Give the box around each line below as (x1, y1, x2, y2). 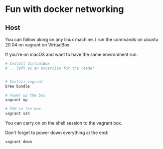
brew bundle (5, 84, 30, 89)
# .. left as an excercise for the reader (5, 66, 95, 71)
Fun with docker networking (5, 3, 124, 15)
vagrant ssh (5, 111, 30, 116)
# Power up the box (5, 93, 46, 98)
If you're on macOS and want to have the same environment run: (5, 51, 138, 57)
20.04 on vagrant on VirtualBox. (5, 42, 71, 48)
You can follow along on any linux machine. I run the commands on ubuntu (5, 36, 159, 42)
